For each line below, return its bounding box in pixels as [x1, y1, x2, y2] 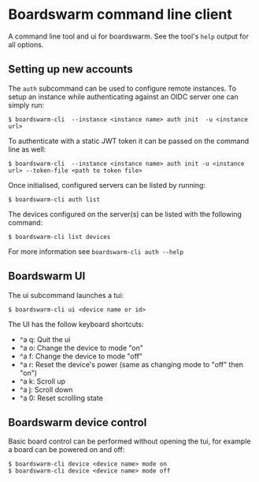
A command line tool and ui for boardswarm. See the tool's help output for [8, 31, 250, 41]
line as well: [8, 144, 46, 154]
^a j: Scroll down [19, 384, 73, 394]
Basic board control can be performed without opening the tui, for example [8, 436, 251, 446]
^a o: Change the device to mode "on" [19, 343, 144, 352]
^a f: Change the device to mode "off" [19, 351, 143, 361]
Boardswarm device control [8, 415, 147, 429]
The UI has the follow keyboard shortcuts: [8, 319, 144, 329]
